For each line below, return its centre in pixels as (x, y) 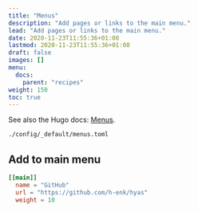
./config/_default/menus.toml (59, 135)
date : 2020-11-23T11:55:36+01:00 (64, 38)
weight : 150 (28, 90)
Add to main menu (55, 159)
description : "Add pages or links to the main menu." (100, 23)
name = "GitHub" (42, 185)
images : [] (26, 61)
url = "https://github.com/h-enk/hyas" (82, 192)
